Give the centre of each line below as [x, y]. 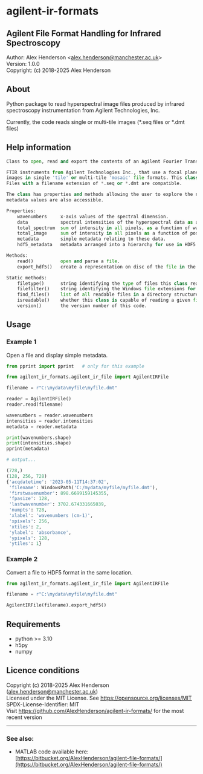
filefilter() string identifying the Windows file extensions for [107, 289]
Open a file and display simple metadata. [57, 355]
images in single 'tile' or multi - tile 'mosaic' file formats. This [94, 178]
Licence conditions [43, 670]
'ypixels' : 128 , [29, 538]
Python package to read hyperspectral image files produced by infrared [95, 103]
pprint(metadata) [28, 449]
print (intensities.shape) [39, 443]
